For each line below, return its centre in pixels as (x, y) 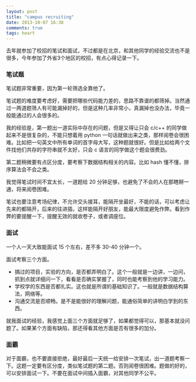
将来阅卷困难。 (34, 189)
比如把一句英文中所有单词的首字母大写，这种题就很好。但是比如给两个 (100, 142)
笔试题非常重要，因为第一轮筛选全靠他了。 (57, 88)
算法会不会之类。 (32, 170)
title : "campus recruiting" (40, 17)
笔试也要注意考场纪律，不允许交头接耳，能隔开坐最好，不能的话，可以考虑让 (98, 202)
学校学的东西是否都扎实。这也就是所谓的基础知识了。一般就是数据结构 (99, 286)
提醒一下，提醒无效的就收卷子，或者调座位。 (75, 216)
